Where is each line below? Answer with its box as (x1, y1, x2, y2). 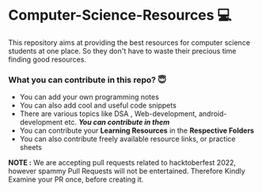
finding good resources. (8, 55, 87, 64)
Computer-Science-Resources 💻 (8, 6, 232, 24)
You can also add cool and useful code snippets (19, 100, 177, 111)
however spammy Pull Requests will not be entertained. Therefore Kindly (8, 167, 245, 176)
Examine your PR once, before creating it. (8, 175, 144, 184)
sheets (19, 143, 42, 152)
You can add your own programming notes (19, 92, 160, 102)
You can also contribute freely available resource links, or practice (19, 134, 236, 144)
